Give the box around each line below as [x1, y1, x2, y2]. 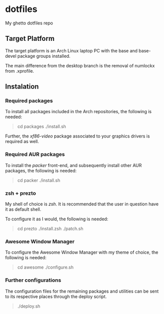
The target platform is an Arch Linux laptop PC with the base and [5, 47, 138, 53]
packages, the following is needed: [5, 167, 77, 173]
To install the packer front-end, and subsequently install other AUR [5, 162, 142, 168]
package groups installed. [17, 53, 71, 59]
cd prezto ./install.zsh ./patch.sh [17, 226, 83, 232]
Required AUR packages [5, 151, 65, 158]
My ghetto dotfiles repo [5, 20, 53, 26]
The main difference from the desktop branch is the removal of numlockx [5, 62, 155, 68]
